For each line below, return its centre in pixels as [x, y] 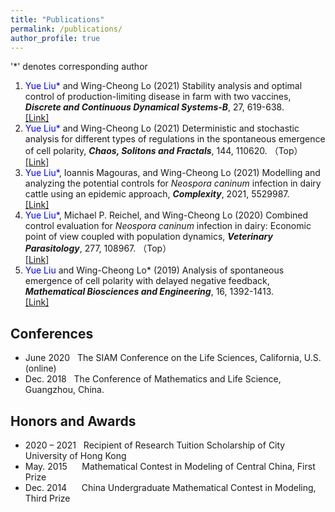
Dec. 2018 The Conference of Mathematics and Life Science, [153, 379]
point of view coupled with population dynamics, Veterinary [148, 237]
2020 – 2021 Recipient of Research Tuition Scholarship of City [155, 445]
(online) [40, 368]
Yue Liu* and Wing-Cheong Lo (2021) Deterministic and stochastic [162, 128]
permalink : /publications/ [66, 29]
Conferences [52, 333]
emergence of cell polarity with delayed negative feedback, [147, 281]
